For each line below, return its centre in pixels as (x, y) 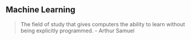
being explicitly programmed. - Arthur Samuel (77, 30)
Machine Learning (41, 10)
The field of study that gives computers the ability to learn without (103, 24)
